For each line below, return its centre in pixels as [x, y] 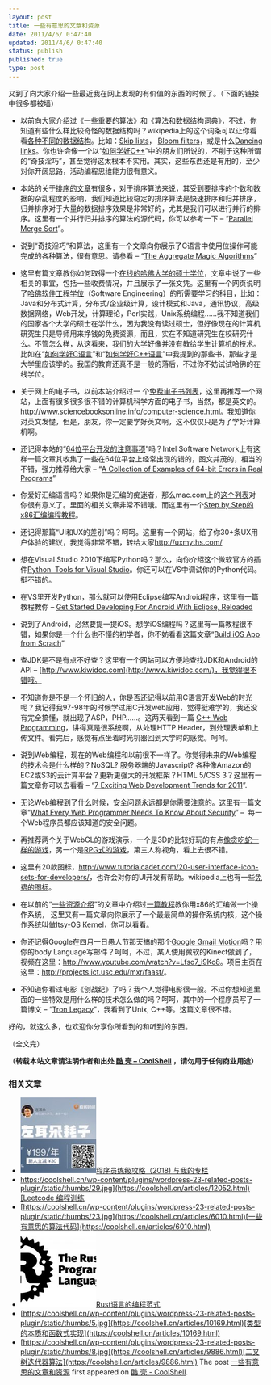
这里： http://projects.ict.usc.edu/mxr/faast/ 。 [96, 972]
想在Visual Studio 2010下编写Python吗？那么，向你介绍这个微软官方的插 [140, 559]
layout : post [30, 17]
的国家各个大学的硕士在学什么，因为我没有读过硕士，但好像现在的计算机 [140, 323]
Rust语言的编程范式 [128, 1304]
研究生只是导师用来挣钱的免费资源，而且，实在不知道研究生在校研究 [133, 333]
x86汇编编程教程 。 [51, 515]
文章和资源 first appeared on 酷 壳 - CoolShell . [111, 1372]
